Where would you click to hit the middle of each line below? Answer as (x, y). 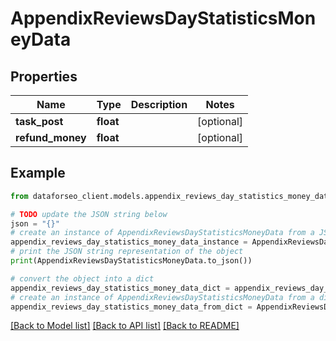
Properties (44, 76)
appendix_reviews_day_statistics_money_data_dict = (120, 288)
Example (38, 173)
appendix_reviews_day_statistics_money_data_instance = (129, 242)
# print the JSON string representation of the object (127, 252)
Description (159, 104)
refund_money (51, 137)
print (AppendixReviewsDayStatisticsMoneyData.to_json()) (131, 261)
